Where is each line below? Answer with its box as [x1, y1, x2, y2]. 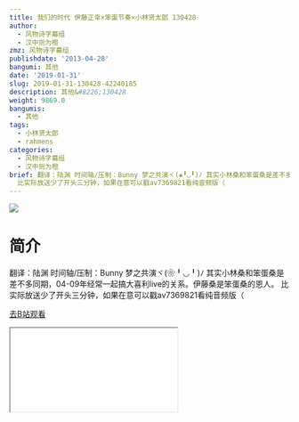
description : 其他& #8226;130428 [9, 87, 126, 96]
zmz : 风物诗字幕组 [9, 46, 69, 55]
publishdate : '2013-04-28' [9, 54, 109, 63]
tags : [9, 121, 29, 130]
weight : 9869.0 [9, 95, 66, 105]
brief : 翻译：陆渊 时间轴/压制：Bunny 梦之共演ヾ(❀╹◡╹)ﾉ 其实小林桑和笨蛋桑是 [9, 170, 273, 179]
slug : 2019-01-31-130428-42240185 [9, 79, 138, 88]
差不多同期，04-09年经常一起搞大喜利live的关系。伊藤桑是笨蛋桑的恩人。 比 [9, 279, 289, 289]
